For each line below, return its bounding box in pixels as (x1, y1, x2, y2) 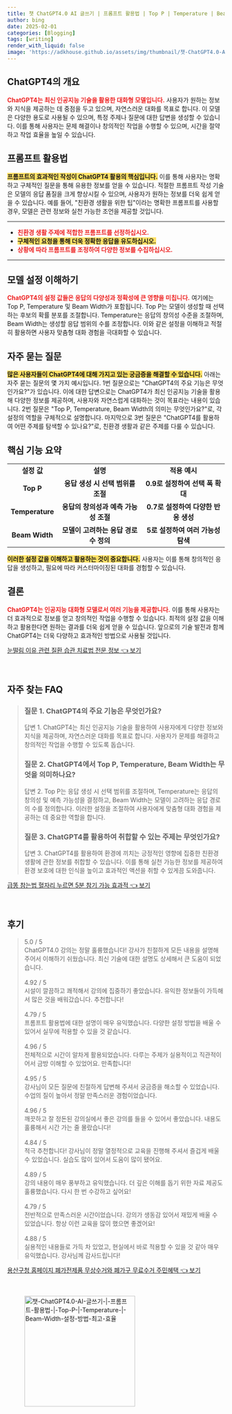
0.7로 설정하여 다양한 (146, 502, 213, 511)
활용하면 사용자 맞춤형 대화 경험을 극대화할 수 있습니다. (14, 328, 162, 336)
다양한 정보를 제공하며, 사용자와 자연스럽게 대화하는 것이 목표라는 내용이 (14, 396, 209, 405)
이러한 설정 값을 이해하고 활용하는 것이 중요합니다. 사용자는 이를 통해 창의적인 (7, 554, 214, 563)
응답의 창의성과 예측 (61, 502, 123, 511)
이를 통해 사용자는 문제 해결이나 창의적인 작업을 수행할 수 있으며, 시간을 (16, 122, 208, 130)
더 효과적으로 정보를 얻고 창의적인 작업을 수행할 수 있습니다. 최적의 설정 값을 (7, 614, 212, 622)
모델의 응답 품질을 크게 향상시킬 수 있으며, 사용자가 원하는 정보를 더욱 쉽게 (14, 190, 213, 198)
